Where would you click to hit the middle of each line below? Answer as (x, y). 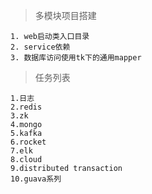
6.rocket (28, 142)
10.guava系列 (36, 179)
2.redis (26, 107)
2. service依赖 (40, 47)
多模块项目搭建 (65, 15)
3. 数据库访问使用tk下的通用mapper (76, 58)
